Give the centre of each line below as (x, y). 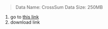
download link (25, 22)
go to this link (24, 17)
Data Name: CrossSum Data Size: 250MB (59, 7)
